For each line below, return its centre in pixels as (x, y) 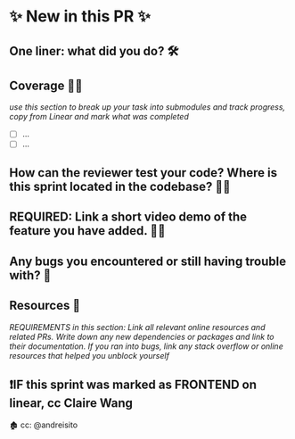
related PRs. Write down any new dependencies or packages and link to (142, 336)
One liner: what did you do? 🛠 (94, 51)
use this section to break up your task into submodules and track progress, (147, 107)
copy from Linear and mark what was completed (99, 117)
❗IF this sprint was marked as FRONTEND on (133, 384)
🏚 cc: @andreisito (44, 425)
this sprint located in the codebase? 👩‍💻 (120, 186)
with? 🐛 (30, 275)
